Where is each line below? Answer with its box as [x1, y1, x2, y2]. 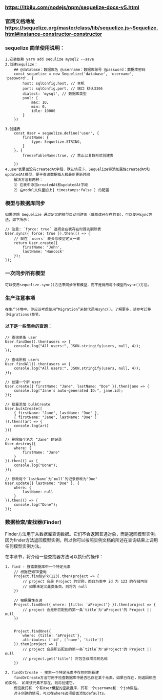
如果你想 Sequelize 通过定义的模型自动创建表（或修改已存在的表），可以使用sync [5, 212, 149, 217]
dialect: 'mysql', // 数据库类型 [22, 91, 87, 96]
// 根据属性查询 [14, 598, 42, 603]
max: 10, [31, 100, 49, 105]
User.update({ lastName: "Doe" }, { [5, 481, 80, 486]
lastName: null [22, 490, 54, 495]
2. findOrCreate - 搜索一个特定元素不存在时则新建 [5, 670, 99, 675]
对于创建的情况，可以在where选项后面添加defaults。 [14, 691, 108, 696]
